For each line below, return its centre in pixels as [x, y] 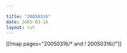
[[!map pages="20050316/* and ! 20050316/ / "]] [64, 44]
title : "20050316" [28, 16]
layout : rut [20, 27]
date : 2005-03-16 [27, 22]
